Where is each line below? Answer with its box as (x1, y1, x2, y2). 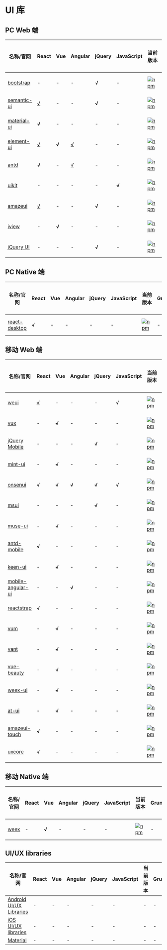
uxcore (7, 748, 24, 755)
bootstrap (7, 79, 31, 86)
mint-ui (7, 461, 26, 468)
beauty (7, 669, 24, 676)
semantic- (7, 97, 32, 104)
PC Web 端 (5, 26, 39, 34)
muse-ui (7, 522, 28, 529)
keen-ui (7, 563, 27, 570)
